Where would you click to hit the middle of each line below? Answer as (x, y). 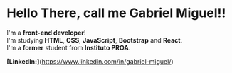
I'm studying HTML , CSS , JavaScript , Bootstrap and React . (95, 40)
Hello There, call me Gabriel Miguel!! (116, 13)
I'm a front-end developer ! (46, 33)
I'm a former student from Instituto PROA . (69, 47)
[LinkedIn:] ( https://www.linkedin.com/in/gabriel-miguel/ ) (90, 61)
